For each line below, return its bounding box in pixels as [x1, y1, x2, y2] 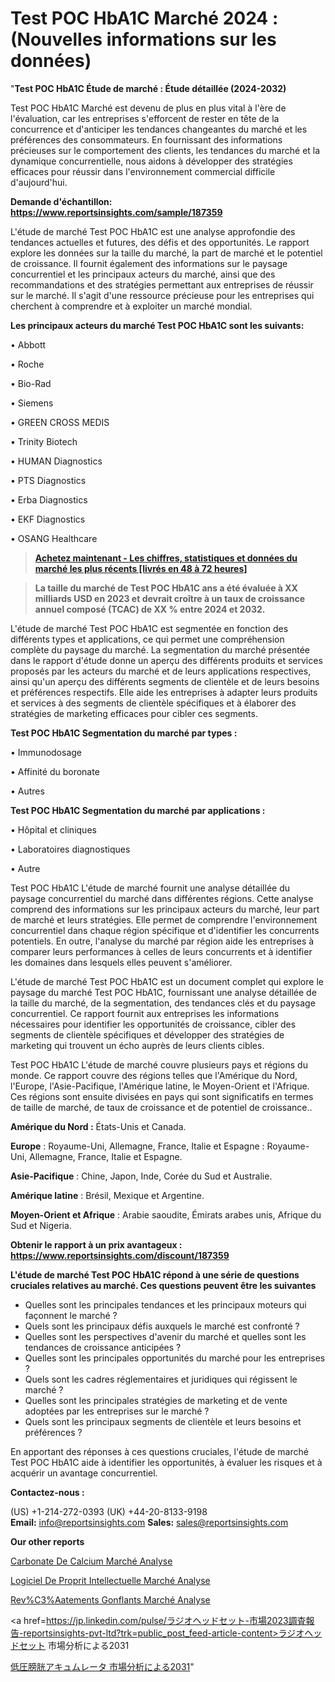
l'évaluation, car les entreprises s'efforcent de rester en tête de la [10, 112, 280, 124]
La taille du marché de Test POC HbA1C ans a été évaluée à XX [34, 582, 298, 594]
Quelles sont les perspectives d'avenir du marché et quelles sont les [24, 1330, 307, 1342]
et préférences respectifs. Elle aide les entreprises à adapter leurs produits [10, 686, 318, 698]
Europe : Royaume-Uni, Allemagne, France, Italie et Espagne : [10, 1140, 265, 1152]
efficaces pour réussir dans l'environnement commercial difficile [10, 165, 276, 177]
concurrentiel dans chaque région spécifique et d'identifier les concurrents [10, 924, 320, 936]
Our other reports [10, 1535, 85, 1547]
